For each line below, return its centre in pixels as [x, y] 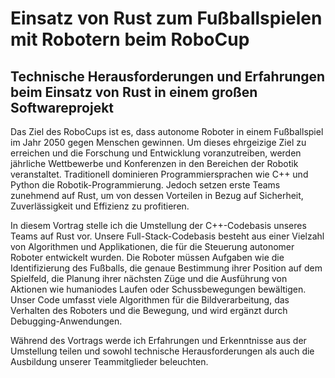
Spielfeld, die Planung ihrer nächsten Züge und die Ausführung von [149, 278]
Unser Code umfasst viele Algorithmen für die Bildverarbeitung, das [150, 300]
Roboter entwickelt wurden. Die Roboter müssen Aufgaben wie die [147, 257]
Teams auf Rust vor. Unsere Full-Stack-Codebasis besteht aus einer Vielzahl [167, 236]
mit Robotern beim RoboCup [130, 39]
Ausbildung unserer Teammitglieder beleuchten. [109, 361]
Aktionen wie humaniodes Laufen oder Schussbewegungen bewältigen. [158, 289]
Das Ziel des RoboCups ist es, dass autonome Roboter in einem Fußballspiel [167, 131]
